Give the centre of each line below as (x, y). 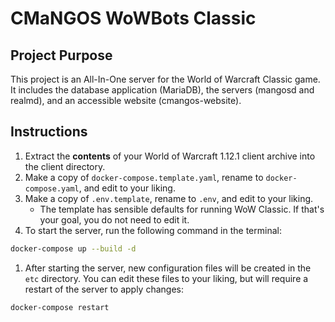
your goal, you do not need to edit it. (114, 219)
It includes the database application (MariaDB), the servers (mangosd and (162, 90)
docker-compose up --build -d (73, 248)
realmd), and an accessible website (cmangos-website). (126, 100)
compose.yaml (52, 188)
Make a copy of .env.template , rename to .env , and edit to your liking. (169, 198)
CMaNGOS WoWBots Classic (133, 18)
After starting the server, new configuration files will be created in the (168, 268)
